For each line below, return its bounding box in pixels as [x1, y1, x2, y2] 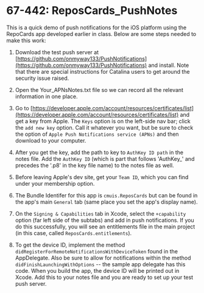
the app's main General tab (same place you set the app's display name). [15, 198, 198, 205]
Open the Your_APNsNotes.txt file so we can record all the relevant [15, 86, 184, 93]
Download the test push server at [15, 48, 99, 55]
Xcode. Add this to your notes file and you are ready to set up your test [15, 274, 194, 281]
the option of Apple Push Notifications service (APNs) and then [15, 130, 179, 138]
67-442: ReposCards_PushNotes [6, 4, 178, 18]
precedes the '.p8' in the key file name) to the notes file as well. [15, 161, 175, 169]
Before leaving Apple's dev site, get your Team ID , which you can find [15, 173, 189, 180]
